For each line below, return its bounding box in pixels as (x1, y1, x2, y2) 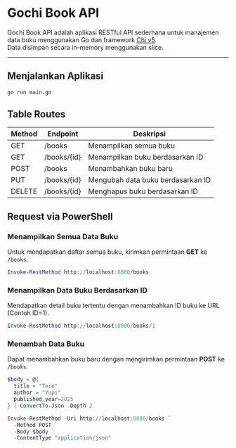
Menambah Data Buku (7, 339, 85, 349)
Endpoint (47, 129, 79, 139)
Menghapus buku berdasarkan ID (88, 186, 199, 196)
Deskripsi (133, 129, 166, 139)
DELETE (11, 186, 37, 196)
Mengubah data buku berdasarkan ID (88, 175, 211, 185)
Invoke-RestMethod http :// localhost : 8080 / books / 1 (7, 322, 156, 330)
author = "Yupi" (13, 389, 61, 397)
